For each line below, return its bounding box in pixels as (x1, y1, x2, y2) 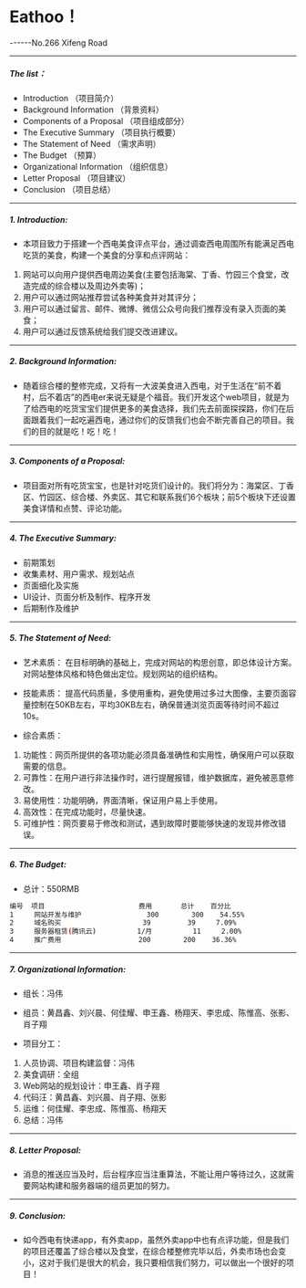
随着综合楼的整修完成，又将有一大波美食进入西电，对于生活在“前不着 (22, 380, 282, 391)
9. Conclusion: (9, 1209, 66, 1221)
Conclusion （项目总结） (22, 183, 116, 194)
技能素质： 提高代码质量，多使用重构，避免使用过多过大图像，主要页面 (22, 687, 289, 698)
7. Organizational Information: (9, 963, 127, 975)
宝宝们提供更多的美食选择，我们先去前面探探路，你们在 (78, 403, 287, 414)
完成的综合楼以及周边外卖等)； (30, 280, 146, 291)
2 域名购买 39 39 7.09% (9, 918, 237, 927)
